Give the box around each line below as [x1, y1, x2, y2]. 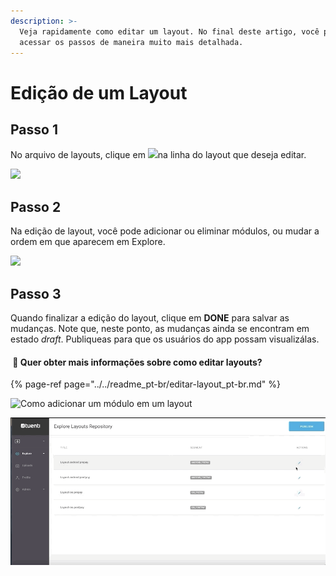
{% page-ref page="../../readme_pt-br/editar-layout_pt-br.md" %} [10, 378, 282, 390]
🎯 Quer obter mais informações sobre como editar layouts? [12, 356, 263, 368]
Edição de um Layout [10, 81, 188, 104]
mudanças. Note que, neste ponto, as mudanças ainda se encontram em [10, 323, 310, 334]
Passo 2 [10, 198, 62, 215]
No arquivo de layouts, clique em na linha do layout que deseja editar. [10, 149, 307, 161]
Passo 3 [10, 285, 62, 302]
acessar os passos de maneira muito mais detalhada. [19, 37, 244, 47]
